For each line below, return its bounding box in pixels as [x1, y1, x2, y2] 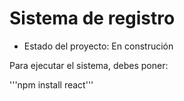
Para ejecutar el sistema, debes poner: [9, 59, 169, 71]
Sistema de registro [9, 7, 176, 30]
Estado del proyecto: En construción [23, 40, 174, 52]
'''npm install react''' [9, 78, 94, 91]
